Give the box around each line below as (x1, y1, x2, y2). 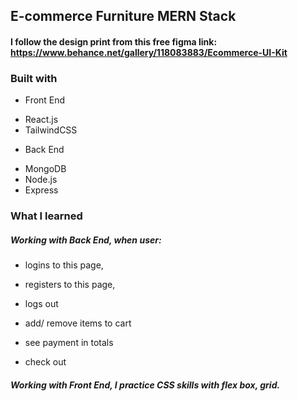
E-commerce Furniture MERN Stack (10, 8, 237, 25)
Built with (10, 71, 58, 85)
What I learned (10, 209, 83, 223)
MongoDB (24, 163, 67, 175)
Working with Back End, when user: (10, 234, 162, 246)
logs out (24, 298, 59, 310)
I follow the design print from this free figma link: (10, 35, 218, 48)
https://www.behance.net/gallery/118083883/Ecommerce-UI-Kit (10, 46, 288, 58)
